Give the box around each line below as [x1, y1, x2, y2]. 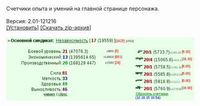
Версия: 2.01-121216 [6, 18, 57, 24]
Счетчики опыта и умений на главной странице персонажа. [6, 5, 159, 12]
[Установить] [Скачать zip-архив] [6, 24, 91, 31]
